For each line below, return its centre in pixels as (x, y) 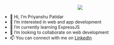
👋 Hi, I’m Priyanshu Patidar (37, 17)
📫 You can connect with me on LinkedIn (51, 38)
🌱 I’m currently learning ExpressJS (45, 27)
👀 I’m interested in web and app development (56, 22)
